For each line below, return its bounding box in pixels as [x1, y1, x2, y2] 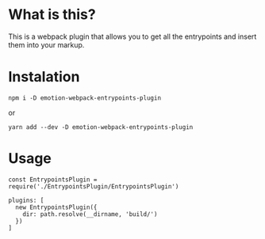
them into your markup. [8, 40, 85, 49]
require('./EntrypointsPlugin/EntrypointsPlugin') [8, 182, 179, 191]
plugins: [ [8, 196, 44, 204]
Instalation [8, 68, 80, 86]
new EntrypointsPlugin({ [15, 203, 98, 211]
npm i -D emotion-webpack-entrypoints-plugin [8, 93, 161, 102]
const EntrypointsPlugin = [8, 176, 98, 184]
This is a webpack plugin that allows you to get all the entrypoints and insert [8, 32, 257, 41]
